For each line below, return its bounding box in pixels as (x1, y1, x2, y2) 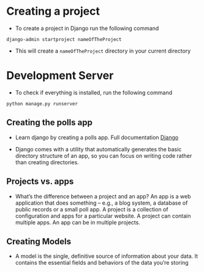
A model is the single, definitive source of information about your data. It (15, 252, 198, 260)
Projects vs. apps (6, 176, 74, 187)
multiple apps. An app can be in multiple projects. (15, 219, 141, 226)
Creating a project (6, 4, 100, 18)
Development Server (6, 69, 114, 83)
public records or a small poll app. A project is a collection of (15, 205, 168, 213)
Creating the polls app (6, 118, 93, 128)
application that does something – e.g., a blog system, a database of (15, 199, 188, 206)
